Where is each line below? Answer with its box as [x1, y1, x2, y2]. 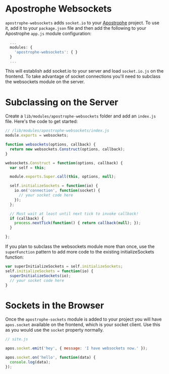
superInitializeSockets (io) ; [10, 273, 71, 278]
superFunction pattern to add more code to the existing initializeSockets [5, 249, 154, 255]
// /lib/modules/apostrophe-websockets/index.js [5, 128, 109, 134]
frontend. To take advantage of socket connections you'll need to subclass [5, 74, 160, 80]
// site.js [5, 337, 28, 342]
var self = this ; [10, 165, 46, 170]
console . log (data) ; [10, 359, 51, 364]
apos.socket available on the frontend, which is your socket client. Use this [5, 322, 160, 328]
